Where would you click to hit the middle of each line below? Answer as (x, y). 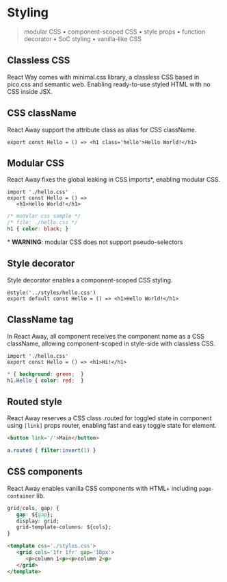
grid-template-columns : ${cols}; (64, 527)
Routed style (35, 401)
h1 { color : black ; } (38, 229)
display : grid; (38, 521)
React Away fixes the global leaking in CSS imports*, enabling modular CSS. (114, 180)
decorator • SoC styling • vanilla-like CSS (82, 38)
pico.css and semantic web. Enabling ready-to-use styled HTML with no (109, 84)
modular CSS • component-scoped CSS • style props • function (115, 32)
